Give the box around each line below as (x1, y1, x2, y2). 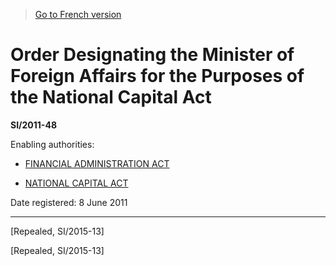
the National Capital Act (10, 86, 212, 109)
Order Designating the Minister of (10, 44, 295, 66)
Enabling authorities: (10, 138, 95, 150)
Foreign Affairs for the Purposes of (10, 65, 305, 88)
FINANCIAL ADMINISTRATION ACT (24, 157, 170, 169)
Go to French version (34, 9, 122, 20)
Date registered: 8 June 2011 (10, 196, 128, 208)
